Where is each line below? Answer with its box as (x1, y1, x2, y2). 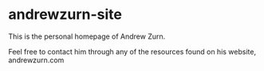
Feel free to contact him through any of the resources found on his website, (8, 47, 257, 56)
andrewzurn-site (8, 6, 122, 24)
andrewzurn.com (8, 55, 65, 65)
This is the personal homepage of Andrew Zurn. (8, 32, 166, 41)
